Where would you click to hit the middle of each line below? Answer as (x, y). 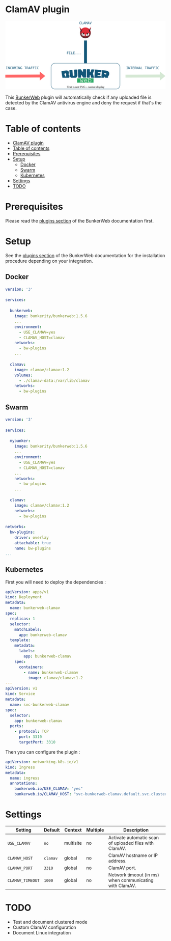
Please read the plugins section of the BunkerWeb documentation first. (80, 220)
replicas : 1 (23, 619)
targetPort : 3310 (37, 742)
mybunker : (20, 441)
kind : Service (20, 694)
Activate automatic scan (134, 837)
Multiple (95, 830)
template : (20, 640)
